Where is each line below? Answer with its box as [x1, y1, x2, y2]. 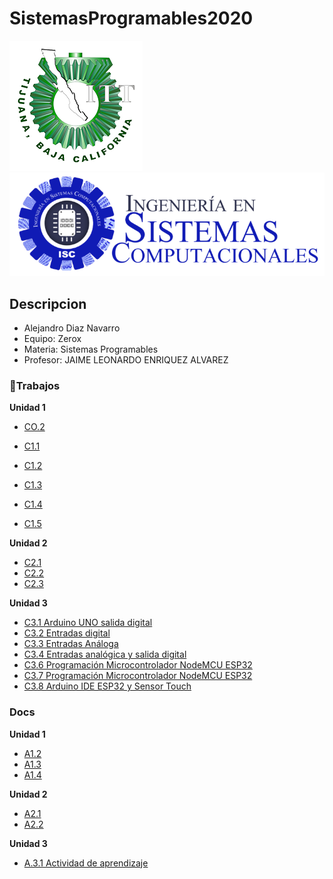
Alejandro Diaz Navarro [23, 322, 121, 334]
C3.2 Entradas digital [23, 627, 111, 639]
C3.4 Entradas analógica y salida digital [23, 648, 187, 661]
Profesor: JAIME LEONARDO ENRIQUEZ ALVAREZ [23, 354, 229, 366]
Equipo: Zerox [23, 333, 82, 345]
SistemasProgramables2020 [9, 7, 254, 30]
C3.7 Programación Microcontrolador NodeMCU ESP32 [23, 670, 253, 682]
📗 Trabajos [9, 379, 61, 393]
